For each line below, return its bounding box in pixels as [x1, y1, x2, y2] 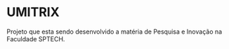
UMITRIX [6, 4, 60, 20]
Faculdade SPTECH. [6, 34, 65, 43]
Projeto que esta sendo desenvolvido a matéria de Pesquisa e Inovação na [6, 27, 223, 36]
